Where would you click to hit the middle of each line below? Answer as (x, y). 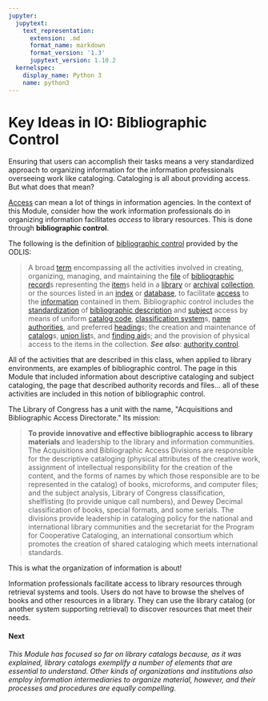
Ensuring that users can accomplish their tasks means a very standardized (131, 162)
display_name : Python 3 (62, 75)
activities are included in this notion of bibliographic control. (107, 394)
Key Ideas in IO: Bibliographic (108, 122)
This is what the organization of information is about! (95, 568)
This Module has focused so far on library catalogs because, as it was (125, 654)
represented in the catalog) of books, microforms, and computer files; (143, 485)
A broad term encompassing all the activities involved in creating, (136, 268)
